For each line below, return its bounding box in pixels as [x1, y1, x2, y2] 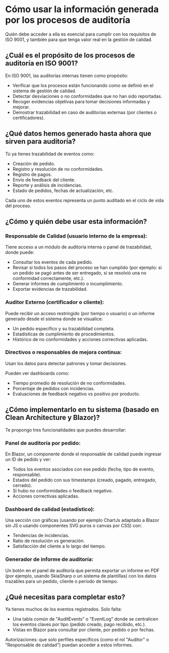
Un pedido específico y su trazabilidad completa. [12, 325, 115, 331]
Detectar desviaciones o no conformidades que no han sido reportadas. [12, 93, 162, 99]
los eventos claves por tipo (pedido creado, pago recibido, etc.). [12, 622, 146, 628]
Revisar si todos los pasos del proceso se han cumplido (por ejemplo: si [12, 264, 162, 271]
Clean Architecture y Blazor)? [5, 413, 100, 422]
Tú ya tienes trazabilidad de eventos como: [5, 150, 95, 157]
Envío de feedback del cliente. [12, 176, 76, 183]
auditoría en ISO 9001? [5, 59, 78, 68]
